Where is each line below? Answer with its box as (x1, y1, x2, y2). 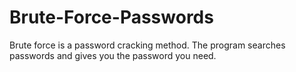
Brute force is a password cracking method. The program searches (9, 39, 286, 51)
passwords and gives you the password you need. (9, 49, 217, 61)
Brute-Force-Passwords (9, 6, 214, 29)
